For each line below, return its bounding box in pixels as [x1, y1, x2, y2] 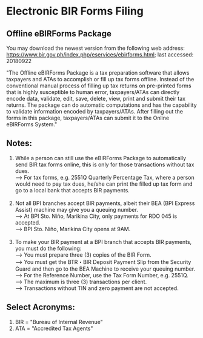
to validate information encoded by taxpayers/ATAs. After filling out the [6, 108, 184, 115]
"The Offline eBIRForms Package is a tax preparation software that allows [6, 69, 190, 76]
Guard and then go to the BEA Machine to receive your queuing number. [15, 265, 196, 272]
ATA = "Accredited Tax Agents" [15, 325, 93, 332]
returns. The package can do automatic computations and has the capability [6, 101, 197, 109]
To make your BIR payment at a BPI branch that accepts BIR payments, [15, 238, 192, 245]
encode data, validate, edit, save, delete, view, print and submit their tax [6, 95, 186, 102]
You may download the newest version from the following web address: [6, 44, 185, 52]
